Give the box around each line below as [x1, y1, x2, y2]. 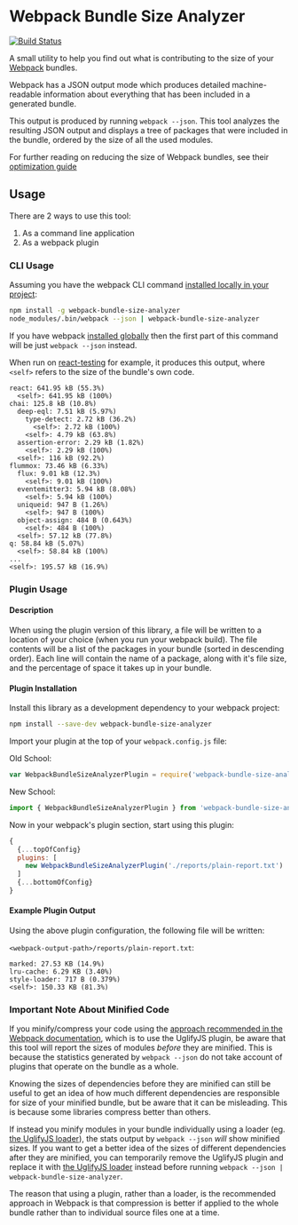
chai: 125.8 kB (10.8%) [9, 399, 98, 408]
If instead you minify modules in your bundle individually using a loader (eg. [9, 1124, 286, 1134]
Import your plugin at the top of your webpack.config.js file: [9, 736, 228, 746]
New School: [9, 786, 56, 797]
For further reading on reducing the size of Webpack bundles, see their [9, 151, 270, 162]
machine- [231, 79, 268, 90]
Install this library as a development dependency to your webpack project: [9, 703, 280, 713]
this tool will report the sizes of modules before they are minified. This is [9, 1042, 273, 1054]
